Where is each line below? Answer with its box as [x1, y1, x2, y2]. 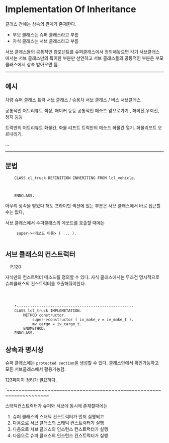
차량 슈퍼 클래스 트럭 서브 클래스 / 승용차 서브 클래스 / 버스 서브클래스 [5, 97, 141, 103]
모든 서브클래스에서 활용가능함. [5, 366, 66, 372]
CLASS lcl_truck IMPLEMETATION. [14, 308, 82, 314]
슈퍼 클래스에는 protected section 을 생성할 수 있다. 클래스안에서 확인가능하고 [5, 360, 159, 366]
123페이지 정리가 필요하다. [5, 377, 57, 383]
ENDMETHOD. [23, 326, 46, 331]
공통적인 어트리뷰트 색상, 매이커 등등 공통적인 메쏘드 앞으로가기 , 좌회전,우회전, [5, 107, 159, 113]
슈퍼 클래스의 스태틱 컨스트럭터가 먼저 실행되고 [12, 414, 104, 420]
